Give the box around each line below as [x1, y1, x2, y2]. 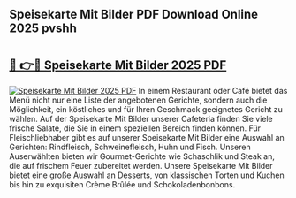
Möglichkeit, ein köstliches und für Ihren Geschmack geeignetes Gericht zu [9, 104, 283, 114]
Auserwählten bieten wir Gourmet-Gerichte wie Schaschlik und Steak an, [9, 151, 276, 162]
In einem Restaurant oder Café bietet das [138, 86, 288, 95]
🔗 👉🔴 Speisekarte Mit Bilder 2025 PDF [9, 57, 227, 72]
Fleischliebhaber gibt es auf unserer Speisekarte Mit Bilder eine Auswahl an [9, 133, 285, 142]
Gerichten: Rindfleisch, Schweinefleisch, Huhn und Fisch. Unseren [9, 141, 251, 152]
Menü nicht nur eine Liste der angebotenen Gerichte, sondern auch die [9, 95, 268, 105]
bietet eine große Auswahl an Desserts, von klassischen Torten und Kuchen [9, 170, 285, 180]
